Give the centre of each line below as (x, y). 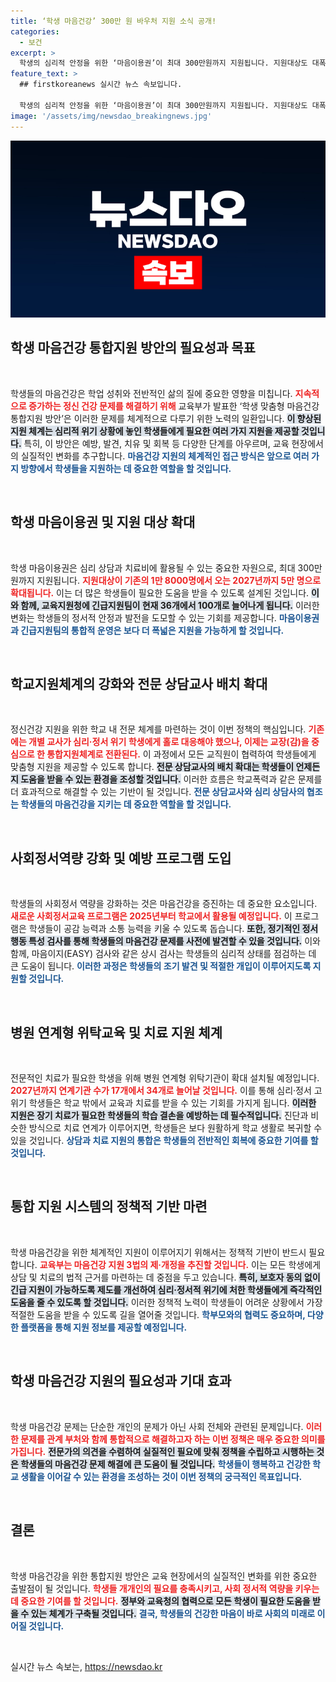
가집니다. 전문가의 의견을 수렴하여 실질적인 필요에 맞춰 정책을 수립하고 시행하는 (162, 1451)
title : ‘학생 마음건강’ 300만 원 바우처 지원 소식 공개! (113, 21)
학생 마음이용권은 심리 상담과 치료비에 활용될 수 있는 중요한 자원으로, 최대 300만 (166, 567)
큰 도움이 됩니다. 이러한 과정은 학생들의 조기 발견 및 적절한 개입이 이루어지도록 (161, 966)
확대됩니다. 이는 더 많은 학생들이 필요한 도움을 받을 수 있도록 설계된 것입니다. (160, 592)
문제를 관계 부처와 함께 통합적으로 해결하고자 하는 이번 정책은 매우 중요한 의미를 (173, 1439)
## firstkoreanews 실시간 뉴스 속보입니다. (101, 85)
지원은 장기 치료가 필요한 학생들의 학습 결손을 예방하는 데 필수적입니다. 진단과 (159, 1116)
